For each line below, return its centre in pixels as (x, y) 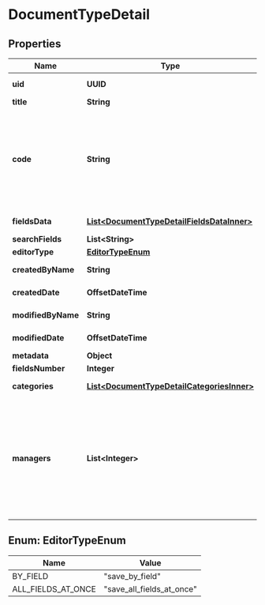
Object (99, 355)
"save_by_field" (132, 576)
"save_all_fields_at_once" (150, 588)
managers (32, 458)
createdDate (36, 292)
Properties (35, 44)
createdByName (43, 270)
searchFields (37, 239)
